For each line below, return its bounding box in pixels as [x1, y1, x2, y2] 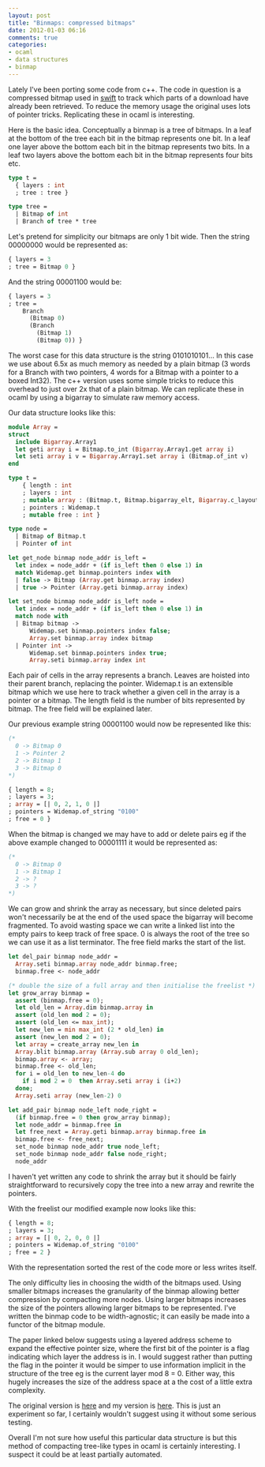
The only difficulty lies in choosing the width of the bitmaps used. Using [8, 1278, 242, 1288]
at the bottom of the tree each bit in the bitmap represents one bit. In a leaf [8, 133, 251, 143]
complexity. [8, 1386, 46, 1395]
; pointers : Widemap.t [22, 503, 101, 512]
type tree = [8, 203, 47, 211]
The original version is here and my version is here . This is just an [8, 1401, 221, 1410]
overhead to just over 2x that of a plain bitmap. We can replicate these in [8, 384, 244, 393]
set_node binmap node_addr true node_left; [15, 1142, 160, 1151]
